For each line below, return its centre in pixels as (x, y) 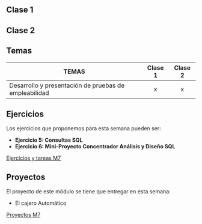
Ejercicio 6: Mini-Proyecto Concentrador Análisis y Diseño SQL (95, 147)
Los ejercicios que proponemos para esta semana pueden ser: (84, 129)
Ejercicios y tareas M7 (34, 158)
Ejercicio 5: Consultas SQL (49, 140)
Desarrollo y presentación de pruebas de (67, 85)
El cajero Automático (41, 203)
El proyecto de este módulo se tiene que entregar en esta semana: (89, 192)
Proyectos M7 (23, 215)
